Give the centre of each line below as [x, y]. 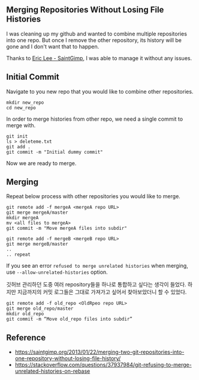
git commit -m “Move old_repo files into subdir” [70, 319]
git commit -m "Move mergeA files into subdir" [67, 228]
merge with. [21, 125]
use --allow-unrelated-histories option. [57, 272]
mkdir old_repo [25, 314]
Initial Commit [33, 77]
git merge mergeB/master [37, 244]
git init [17, 136]
